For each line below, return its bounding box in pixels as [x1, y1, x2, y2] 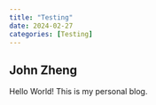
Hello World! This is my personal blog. [9, 86, 148, 97]
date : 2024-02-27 [9, 21, 74, 30]
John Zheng [9, 62, 78, 77]
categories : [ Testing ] [9, 29, 93, 38]
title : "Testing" [9, 12, 74, 22]
